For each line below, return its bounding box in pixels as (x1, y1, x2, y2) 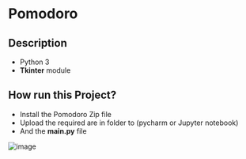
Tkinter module (19, 66, 71, 75)
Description (8, 36, 67, 50)
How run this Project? (8, 89, 117, 102)
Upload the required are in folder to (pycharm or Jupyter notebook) (19, 118, 239, 127)
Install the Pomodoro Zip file (19, 109, 112, 119)
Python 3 (19, 57, 50, 66)
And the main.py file (19, 126, 87, 135)
